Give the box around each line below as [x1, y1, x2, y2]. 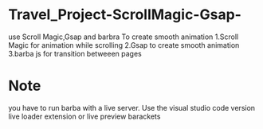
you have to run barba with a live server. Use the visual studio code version [8, 103, 256, 112]
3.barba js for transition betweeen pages [8, 49, 142, 58]
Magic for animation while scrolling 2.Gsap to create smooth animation [8, 40, 240, 49]
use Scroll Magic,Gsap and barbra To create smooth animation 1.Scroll [8, 32, 239, 41]
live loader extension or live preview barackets [8, 111, 161, 121]
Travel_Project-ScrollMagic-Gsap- [8, 6, 241, 24]
